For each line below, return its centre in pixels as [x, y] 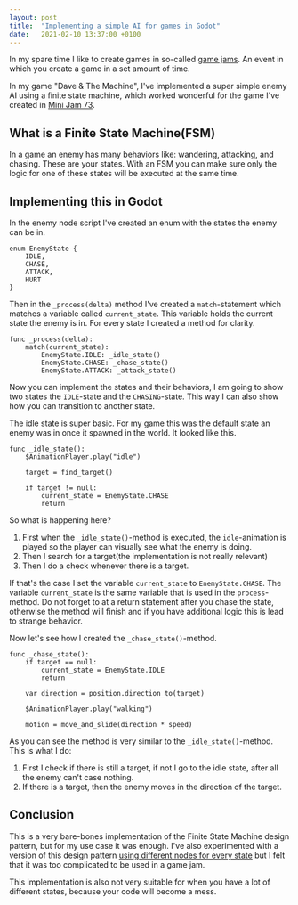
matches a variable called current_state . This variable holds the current [141, 314]
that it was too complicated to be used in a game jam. [107, 864]
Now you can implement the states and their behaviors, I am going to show [146, 387]
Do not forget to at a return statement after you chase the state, [157, 602]
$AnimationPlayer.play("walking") [89, 709]
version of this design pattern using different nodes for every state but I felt [147, 855]
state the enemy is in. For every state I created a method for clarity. [132, 323]
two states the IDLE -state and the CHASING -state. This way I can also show [144, 396]
